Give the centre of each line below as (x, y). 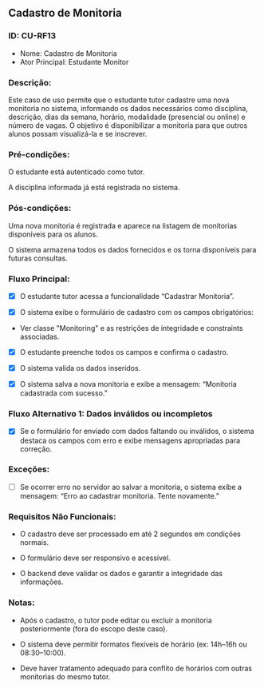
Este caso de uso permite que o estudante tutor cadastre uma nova (119, 100)
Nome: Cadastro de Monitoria (68, 53)
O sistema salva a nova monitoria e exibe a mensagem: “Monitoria (128, 384)
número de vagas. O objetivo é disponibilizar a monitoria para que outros (128, 125)
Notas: (22, 602)
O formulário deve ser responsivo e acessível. (95, 558)
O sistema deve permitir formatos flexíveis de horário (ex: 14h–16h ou (133, 644)
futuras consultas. (38, 258)
